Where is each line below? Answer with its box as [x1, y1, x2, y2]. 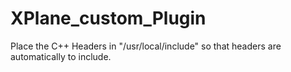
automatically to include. [10, 50, 112, 62]
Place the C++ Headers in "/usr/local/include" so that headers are [10, 40, 282, 52]
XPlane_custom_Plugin [10, 7, 207, 30]
